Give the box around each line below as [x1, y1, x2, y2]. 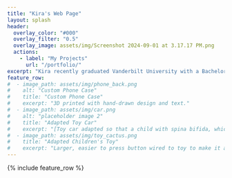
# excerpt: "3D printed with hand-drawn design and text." [7, 100, 190, 107]
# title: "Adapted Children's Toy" [7, 139, 119, 146]
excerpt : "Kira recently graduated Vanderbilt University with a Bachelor [7, 68, 227, 75]
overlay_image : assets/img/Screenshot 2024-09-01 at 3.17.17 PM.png [13, 42, 215, 49]
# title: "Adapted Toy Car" [7, 119, 97, 126]
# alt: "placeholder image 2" [7, 112, 104, 119]
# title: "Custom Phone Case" [7, 94, 104, 101]
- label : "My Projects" [19, 55, 88, 62]
